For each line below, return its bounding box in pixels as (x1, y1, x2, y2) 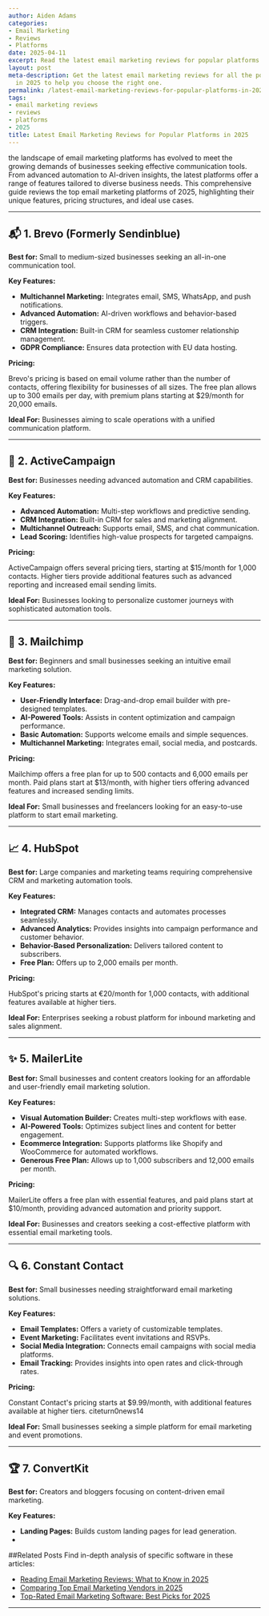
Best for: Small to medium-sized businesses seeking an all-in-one (8, 252, 227, 262)
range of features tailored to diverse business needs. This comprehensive (8, 178, 252, 188)
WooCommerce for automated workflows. (19, 1147, 159, 1156)
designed (19, 704, 51, 714)
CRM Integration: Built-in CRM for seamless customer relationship (19, 326, 239, 336)
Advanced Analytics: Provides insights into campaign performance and (19, 923, 259, 933)
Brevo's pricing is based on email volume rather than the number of (8, 374, 231, 384)
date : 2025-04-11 (8, 49, 66, 57)
